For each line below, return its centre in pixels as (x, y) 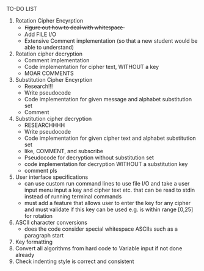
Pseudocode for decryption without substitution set (89, 157)
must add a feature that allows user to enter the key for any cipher (107, 203)
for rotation (38, 216)
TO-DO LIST (22, 9)
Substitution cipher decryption (53, 119)
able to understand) (49, 47)
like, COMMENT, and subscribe (64, 151)
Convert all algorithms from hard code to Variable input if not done (99, 248)
